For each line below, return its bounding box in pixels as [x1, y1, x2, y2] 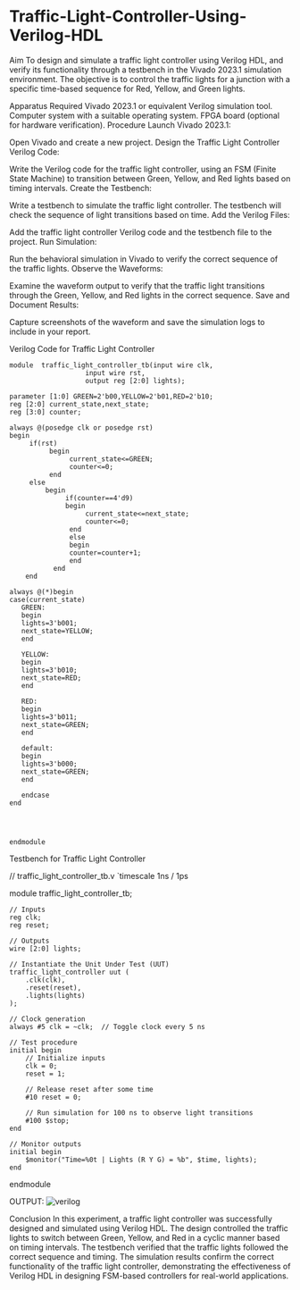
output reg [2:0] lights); [85, 376, 186, 385]
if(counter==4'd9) [65, 493, 134, 502]
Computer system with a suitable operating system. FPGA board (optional [9, 110, 279, 121]
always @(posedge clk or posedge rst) [9, 423, 154, 432]
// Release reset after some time [25, 1085, 154, 1093]
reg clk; [9, 913, 42, 922]
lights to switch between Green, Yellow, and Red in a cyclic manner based [9, 1232, 280, 1243]
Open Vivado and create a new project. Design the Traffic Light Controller [9, 137, 280, 147]
